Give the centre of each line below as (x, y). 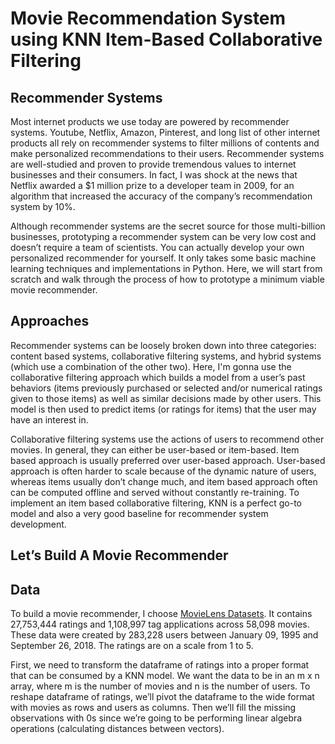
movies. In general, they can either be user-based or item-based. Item (155, 449)
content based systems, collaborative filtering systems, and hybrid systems (166, 356)
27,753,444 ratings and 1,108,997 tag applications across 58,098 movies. (160, 624)
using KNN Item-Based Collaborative (166, 39)
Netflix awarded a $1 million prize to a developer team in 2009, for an (152, 185)
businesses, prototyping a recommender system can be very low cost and (163, 236)
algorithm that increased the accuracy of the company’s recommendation (161, 196)
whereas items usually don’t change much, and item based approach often (164, 481)
